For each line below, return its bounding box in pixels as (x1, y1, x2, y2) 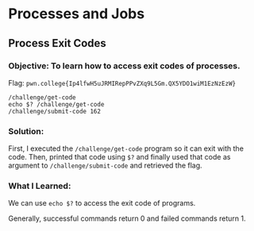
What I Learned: (8, 180, 71, 191)
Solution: (8, 125, 44, 137)
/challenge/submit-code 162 (8, 107, 102, 115)
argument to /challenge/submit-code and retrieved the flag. (8, 160, 202, 171)
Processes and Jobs (8, 5, 145, 23)
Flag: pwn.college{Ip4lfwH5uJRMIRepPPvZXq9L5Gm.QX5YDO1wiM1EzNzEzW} (8, 78, 237, 87)
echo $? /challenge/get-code (8, 100, 105, 108)
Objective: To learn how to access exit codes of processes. (8, 60, 241, 71)
